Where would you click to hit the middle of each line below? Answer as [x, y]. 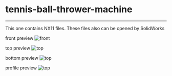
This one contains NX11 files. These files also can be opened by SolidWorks [85, 28]
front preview [19, 38]
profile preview [21, 68]
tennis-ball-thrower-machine [69, 9]
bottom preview [22, 58]
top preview [18, 48]
